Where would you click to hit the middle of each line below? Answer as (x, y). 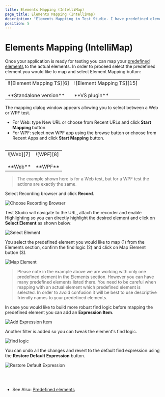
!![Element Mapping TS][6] (39, 83)
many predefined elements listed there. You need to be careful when (86, 282)
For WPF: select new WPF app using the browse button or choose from (84, 133)
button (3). (16, 252)
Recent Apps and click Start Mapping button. (58, 138)
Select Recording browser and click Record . (50, 193)
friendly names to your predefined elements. (62, 297)
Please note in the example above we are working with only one (82, 271)
